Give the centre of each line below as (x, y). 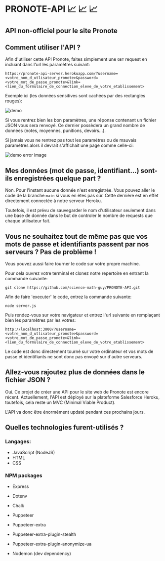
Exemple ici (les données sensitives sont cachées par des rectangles (75, 96)
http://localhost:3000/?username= (41, 329)
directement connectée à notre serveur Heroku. (54, 201)
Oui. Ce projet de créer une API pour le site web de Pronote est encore (77, 392)
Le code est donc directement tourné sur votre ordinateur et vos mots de (79, 351)
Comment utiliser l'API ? (43, 47)
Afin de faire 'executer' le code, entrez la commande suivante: (68, 297)
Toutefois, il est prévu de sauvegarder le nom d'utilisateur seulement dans (81, 211)
